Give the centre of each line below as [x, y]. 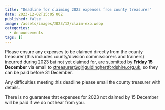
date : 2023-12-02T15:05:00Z [34, 14]
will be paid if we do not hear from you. [45, 102]
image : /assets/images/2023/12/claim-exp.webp [54, 24]
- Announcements [26, 33]
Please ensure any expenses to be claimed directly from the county [74, 51]
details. [13, 87]
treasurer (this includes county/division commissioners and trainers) [75, 56]
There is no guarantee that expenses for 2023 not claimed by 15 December [82, 97]
